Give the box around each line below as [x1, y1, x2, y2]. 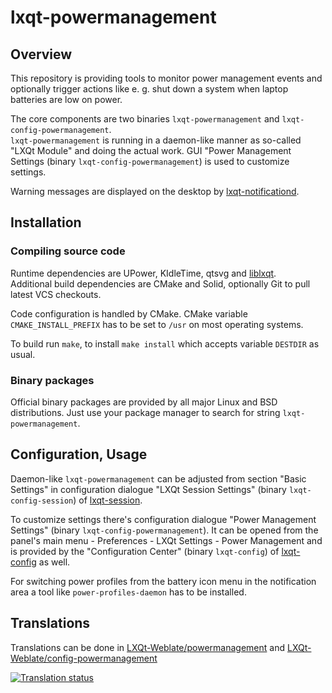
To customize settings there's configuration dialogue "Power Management [10, 513, 317, 525]
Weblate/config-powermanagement [10, 652, 158, 664]
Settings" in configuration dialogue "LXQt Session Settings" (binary [10, 483, 287, 495]
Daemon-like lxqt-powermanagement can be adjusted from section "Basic [10, 472, 307, 485]
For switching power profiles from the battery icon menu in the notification [10, 575, 317, 587]
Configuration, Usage [10, 446, 148, 463]
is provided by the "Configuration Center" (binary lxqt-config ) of [10, 545, 280, 557]
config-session [10, 496, 74, 506]
